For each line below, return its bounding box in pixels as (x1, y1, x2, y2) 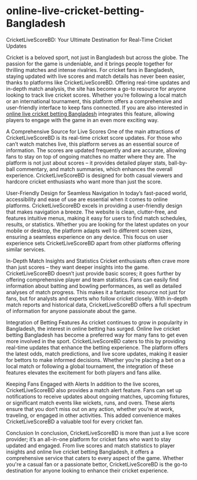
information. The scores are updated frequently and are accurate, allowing (6, 146, 186, 154)
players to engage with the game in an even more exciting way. (6, 116, 159, 123)
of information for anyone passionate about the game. (6, 307, 137, 314)
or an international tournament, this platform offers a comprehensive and (6, 97, 182, 104)
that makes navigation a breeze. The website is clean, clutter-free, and (6, 208, 178, 215)
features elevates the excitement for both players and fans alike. (6, 369, 162, 376)
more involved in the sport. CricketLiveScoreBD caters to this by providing (6, 337, 186, 344)
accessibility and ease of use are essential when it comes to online (6, 196, 168, 203)
